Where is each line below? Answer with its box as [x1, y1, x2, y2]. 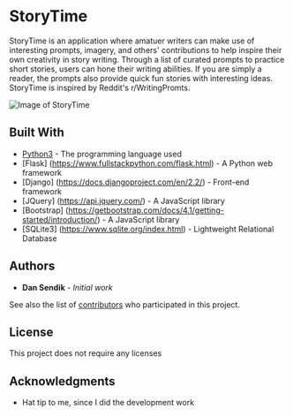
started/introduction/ [21, 214, 98, 224]
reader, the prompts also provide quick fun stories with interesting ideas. [9, 72, 274, 83]
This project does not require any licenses [9, 348, 162, 359]
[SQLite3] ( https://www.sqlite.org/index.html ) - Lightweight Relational [21, 223, 274, 234]
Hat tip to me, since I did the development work [21, 397, 195, 408]
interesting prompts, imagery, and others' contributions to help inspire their [9, 44, 282, 55]
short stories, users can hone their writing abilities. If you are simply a [9, 64, 262, 74]
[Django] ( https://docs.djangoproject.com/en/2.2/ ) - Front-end [21, 177, 250, 187]
